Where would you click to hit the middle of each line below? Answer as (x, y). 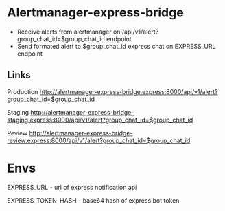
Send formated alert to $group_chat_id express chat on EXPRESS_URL (116, 46)
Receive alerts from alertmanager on (69, 32)
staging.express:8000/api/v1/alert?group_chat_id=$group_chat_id (100, 120)
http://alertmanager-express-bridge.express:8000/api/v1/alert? (129, 91)
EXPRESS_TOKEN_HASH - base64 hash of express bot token (93, 200)
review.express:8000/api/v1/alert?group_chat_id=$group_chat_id (99, 140)
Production (23, 91)
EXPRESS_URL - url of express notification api (72, 187)
